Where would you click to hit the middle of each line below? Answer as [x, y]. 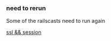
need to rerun [26, 8]
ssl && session [24, 32]
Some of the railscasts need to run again [56, 21]
